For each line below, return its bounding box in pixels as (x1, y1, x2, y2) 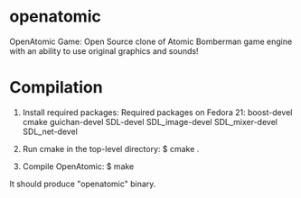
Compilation (9, 77, 103, 98)
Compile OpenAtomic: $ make (22, 160, 135, 172)
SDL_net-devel (22, 126, 79, 137)
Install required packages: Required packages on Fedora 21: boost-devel (22, 106, 293, 118)
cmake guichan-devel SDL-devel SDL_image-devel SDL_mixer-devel (22, 116, 278, 127)
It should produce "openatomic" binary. (9, 178, 156, 189)
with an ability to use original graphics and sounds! (9, 45, 199, 56)
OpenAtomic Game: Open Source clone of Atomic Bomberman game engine (9, 36, 293, 47)
